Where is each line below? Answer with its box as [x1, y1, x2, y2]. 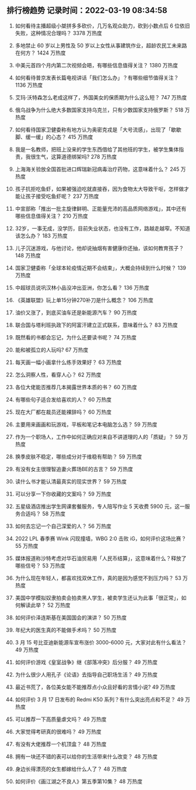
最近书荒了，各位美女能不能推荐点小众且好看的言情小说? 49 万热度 [15, 683, 176, 691]
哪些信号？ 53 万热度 [15, 562, 66, 569]
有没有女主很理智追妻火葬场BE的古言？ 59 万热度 [15, 465, 134, 472]
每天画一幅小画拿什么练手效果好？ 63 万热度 [15, 359, 122, 366]
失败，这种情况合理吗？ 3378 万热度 [15, 29, 103, 36]
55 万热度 [15, 542, 38, 549]
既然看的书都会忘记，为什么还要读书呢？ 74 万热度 [15, 334, 136, 341]
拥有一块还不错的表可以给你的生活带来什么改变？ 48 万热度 [15, 753, 158, 760]
